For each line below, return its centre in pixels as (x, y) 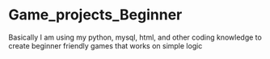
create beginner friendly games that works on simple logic (105, 45)
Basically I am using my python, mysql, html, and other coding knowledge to (135, 37)
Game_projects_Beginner (95, 15)
